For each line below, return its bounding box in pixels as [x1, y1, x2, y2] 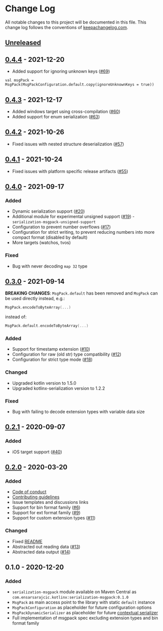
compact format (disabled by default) [12, 234, 88, 241]
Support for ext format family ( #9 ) [12, 510, 81, 516]
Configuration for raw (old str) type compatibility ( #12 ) [12, 352, 121, 357]
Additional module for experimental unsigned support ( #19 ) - [12, 214, 135, 219]
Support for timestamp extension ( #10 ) [12, 346, 91, 352]
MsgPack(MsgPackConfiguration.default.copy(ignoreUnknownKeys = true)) [5, 82, 154, 87]
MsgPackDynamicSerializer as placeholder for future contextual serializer [12, 610, 158, 616]
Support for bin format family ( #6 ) [12, 504, 81, 511]
